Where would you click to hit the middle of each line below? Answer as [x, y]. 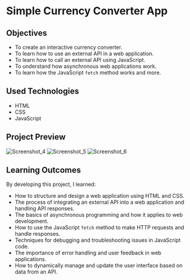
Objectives [27, 33]
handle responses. [37, 234]
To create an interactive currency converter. [69, 47]
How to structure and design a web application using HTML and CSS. [99, 196]
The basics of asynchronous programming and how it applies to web [99, 215]
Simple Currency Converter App [87, 11]
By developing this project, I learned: [51, 184]
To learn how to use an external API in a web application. [84, 54]
